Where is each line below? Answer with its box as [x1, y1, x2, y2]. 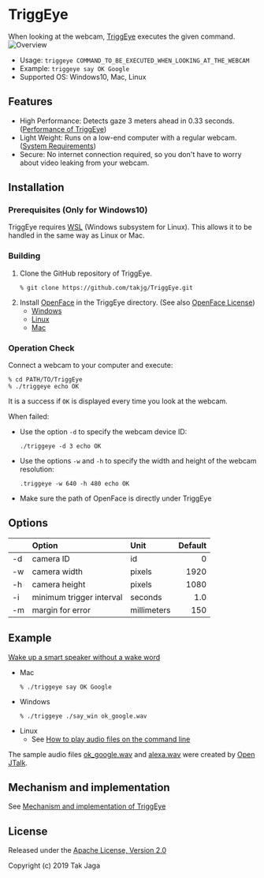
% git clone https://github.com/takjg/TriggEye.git [19, 283, 193, 291]
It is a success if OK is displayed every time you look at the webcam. [8, 396, 229, 406]
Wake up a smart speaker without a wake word [8, 652, 161, 662]
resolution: [19, 464, 55, 475]
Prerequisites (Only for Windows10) [8, 204, 148, 216]
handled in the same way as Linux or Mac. [8, 231, 145, 240]
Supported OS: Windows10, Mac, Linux [19, 72, 147, 81]
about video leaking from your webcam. [19, 158, 150, 167]
